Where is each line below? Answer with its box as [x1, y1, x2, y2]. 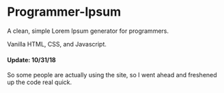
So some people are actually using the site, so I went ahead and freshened [7, 71, 217, 79]
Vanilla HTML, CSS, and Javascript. [7, 40, 107, 48]
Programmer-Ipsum [7, 4, 122, 20]
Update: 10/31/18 [7, 55, 56, 64]
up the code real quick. [7, 78, 72, 86]
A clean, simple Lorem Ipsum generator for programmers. [7, 27, 169, 35]
